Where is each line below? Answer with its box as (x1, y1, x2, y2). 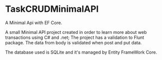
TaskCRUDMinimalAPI (5, 3, 99, 15)
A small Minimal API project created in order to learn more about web (5, 29, 147, 35)
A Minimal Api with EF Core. (5, 20, 62, 26)
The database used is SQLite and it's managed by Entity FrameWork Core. (5, 49, 158, 55)
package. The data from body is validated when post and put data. (5, 39, 142, 45)
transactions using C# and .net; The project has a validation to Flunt (5, 34, 145, 40)
